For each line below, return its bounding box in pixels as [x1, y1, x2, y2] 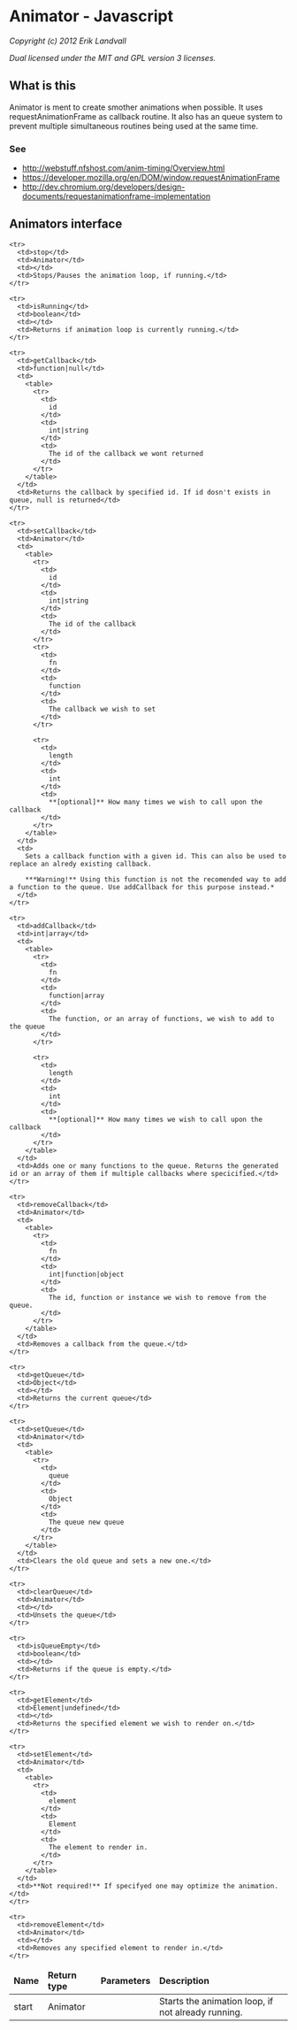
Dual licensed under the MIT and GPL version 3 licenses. [9, 52, 217, 63]
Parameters [100, 1974, 151, 1987]
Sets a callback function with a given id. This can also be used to [25, 851, 287, 860]
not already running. [158, 2006, 243, 2018]
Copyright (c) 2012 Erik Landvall [9, 35, 126, 46]
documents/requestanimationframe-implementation [21, 191, 210, 202]
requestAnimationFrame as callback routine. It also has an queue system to [9, 111, 283, 121]
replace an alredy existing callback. [9, 859, 152, 868]
